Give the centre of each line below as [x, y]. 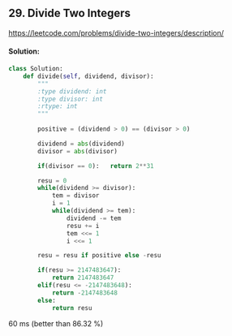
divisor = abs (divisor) [77, 151]
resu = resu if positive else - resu [99, 256]
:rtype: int [58, 106]
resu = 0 [52, 181]
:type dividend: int [72, 91]
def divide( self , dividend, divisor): [88, 76]
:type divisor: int [71, 99]
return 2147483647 [83, 278]
